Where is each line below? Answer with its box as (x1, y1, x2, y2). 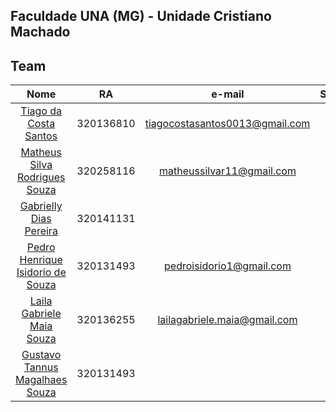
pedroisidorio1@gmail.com (164, 259, 292, 273)
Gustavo (21, 348, 62, 362)
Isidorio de (16, 265, 67, 279)
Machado (10, 24, 71, 41)
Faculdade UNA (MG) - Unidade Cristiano (10, 8, 272, 25)
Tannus (23, 360, 59, 374)
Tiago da (20, 104, 62, 118)
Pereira (24, 224, 58, 238)
